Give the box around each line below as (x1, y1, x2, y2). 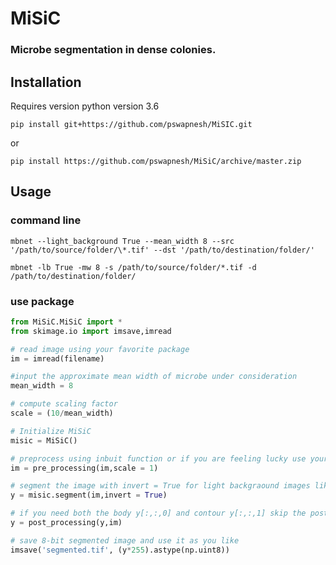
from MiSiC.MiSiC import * (10, 317, 123, 327)
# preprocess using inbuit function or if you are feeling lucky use (10, 453, 307, 464)
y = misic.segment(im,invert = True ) (10, 490, 168, 501)
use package (10, 294, 75, 308)
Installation (10, 73, 82, 91)
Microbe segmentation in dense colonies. (10, 43, 217, 57)
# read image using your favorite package (10, 344, 190, 354)
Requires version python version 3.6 (10, 100, 160, 112)
